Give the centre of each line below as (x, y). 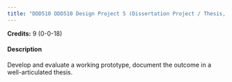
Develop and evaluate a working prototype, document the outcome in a (109, 65)
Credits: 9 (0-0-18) (35, 33)
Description (25, 49)
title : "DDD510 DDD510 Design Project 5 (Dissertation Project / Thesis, (117, 14)
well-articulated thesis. (40, 72)
